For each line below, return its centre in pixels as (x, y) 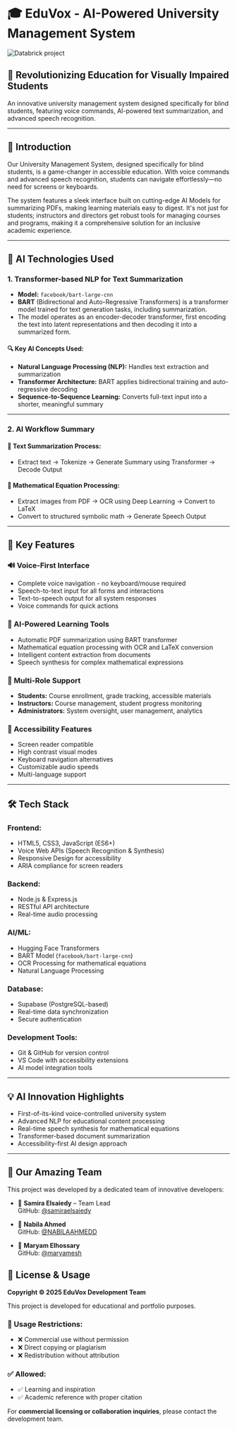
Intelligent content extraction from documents (84, 654)
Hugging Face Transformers (59, 948)
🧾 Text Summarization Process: (54, 446)
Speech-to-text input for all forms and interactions (91, 591)
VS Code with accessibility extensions (73, 1060)
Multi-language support (52, 774)
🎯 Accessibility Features (50, 729)
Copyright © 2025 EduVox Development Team (77, 1292)
